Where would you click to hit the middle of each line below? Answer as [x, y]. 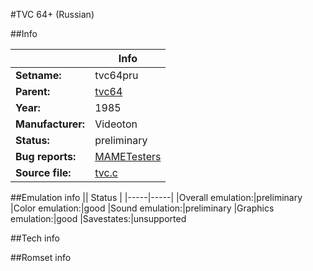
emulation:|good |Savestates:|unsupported [98, 218]
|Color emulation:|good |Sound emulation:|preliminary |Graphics [142, 208]
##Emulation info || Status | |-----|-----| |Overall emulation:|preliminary [156, 197]
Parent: [33, 91]
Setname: [38, 75]
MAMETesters [128, 156]
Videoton [116, 124]
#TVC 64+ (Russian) [52, 14]
